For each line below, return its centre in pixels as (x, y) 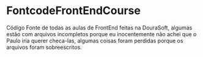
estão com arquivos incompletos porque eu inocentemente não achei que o (102, 34)
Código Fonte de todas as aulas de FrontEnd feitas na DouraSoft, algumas (99, 28)
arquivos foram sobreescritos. (44, 47)
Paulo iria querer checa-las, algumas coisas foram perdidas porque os (95, 40)
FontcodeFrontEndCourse (73, 11)
